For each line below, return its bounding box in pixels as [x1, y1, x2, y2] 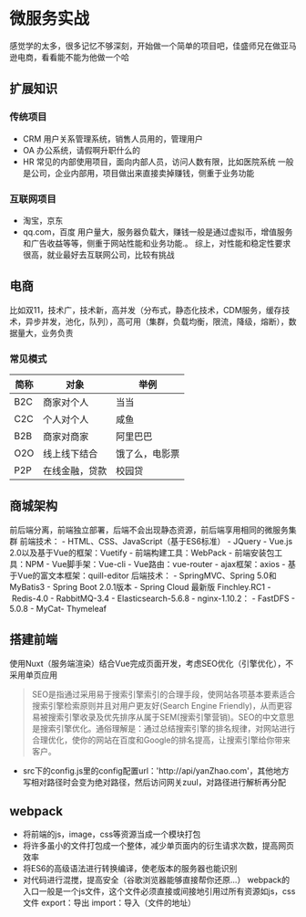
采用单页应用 [9, 669, 57, 680]
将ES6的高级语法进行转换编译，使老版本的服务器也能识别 [22, 863, 238, 874]
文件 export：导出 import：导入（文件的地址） [22, 897, 196, 909]
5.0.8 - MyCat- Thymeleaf [9, 603, 107, 614]
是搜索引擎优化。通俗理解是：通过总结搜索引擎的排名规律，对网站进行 [31, 722, 296, 733]
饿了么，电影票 [115, 448, 180, 460]
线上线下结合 [42, 448, 98, 460]
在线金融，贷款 [42, 465, 107, 478]
